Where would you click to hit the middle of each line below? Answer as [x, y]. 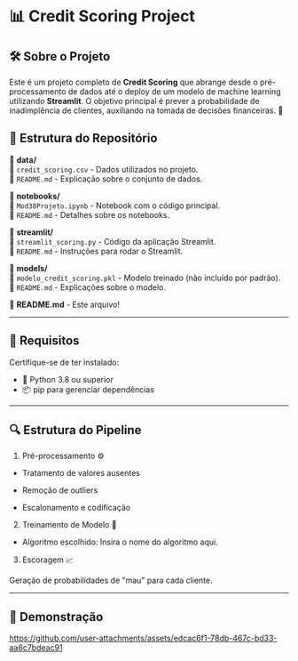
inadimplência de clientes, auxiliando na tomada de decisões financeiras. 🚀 [146, 110]
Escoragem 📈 [48, 560]
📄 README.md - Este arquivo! [65, 304]
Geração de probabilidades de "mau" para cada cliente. [111, 580]
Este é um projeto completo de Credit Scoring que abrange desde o [134, 82]
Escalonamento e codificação [76, 508]
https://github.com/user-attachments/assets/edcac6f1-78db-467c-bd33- [143, 638]
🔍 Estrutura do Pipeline [75, 430]
